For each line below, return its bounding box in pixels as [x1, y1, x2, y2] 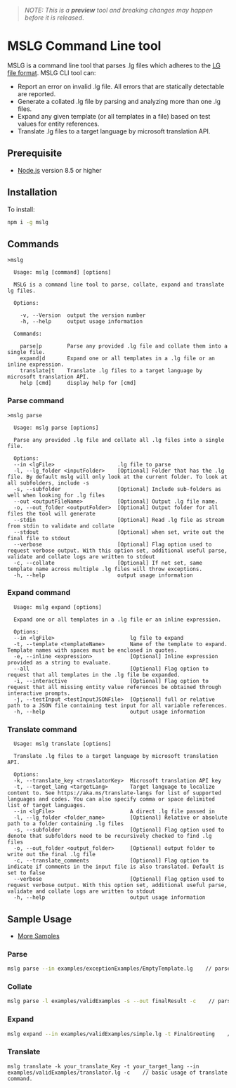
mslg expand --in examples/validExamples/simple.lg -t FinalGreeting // [7, 1030, 234, 1037]
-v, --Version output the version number [20, 312, 146, 319]
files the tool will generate [7, 510, 96, 517]
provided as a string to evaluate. [7, 659, 112, 666]
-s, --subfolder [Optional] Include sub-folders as [13, 485, 221, 492]
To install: [7, 205, 35, 214]
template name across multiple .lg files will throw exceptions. [7, 565, 202, 572]
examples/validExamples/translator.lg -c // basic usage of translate [7, 1069, 228, 1076]
